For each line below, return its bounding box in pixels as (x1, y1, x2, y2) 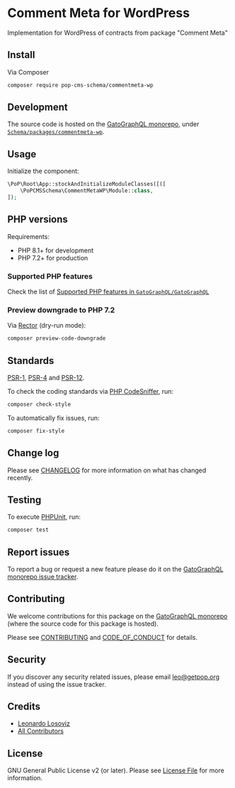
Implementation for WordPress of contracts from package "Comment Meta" (7, 28, 228, 37)
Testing (7, 494, 42, 506)
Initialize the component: (7, 167, 79, 175)
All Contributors (17, 727, 64, 736)
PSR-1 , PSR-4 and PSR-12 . (7, 373, 85, 382)
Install (7, 49, 35, 61)
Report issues (7, 546, 70, 558)
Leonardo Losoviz (17, 719, 71, 728)
